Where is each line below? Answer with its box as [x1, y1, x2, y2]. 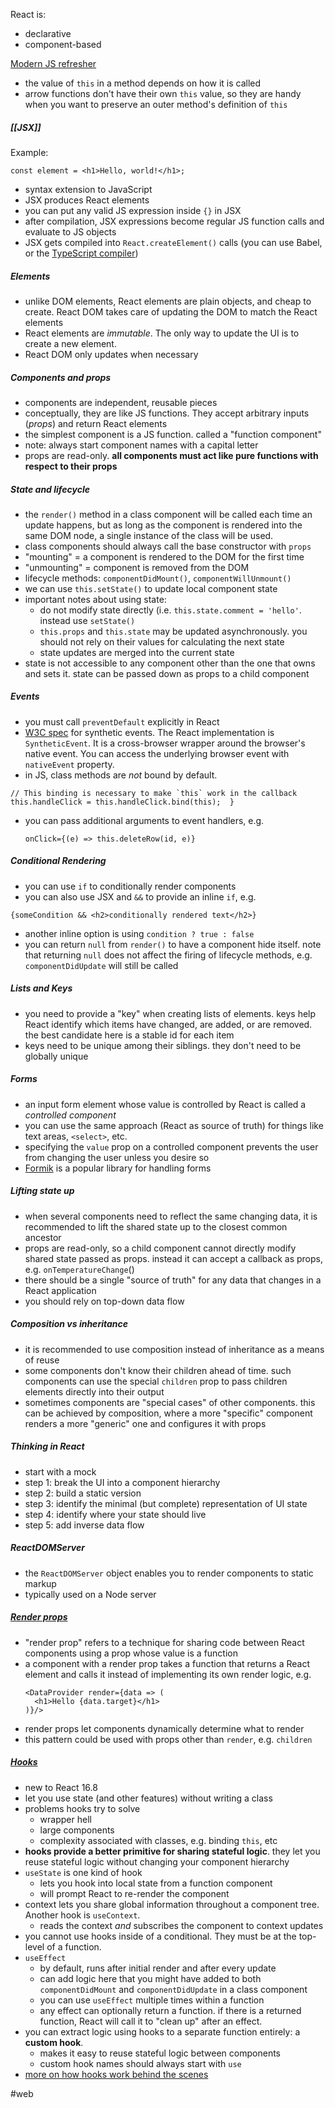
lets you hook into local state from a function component [39, 1877, 273, 1889]
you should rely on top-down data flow [24, 1295, 185, 1307]
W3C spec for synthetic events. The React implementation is [24, 726, 275, 738]
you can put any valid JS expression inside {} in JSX [24, 204, 242, 216]
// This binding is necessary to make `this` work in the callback [10, 788, 298, 798]
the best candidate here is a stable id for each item [24, 1029, 235, 1041]
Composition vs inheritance [10, 1318, 128, 1330]
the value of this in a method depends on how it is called [24, 77, 262, 89]
